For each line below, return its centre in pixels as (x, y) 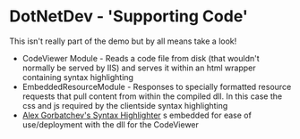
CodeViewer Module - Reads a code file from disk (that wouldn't (141, 58)
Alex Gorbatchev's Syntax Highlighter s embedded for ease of (137, 115)
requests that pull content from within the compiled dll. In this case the (152, 96)
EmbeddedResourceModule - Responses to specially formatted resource (157, 86)
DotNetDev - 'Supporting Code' (129, 16)
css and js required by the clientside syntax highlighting (125, 105)
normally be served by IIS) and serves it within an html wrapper (139, 68)
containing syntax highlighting (78, 77)
